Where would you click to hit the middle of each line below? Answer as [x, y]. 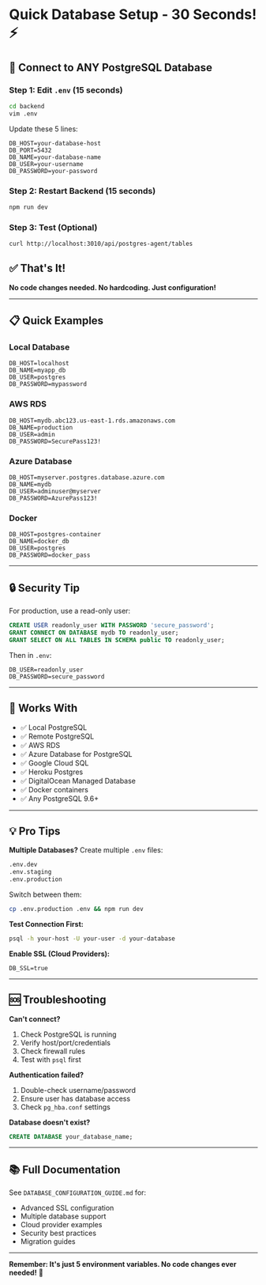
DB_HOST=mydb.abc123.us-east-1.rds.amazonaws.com [92, 421]
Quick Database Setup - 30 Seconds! [133, 15]
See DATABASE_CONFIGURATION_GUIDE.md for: [78, 1192]
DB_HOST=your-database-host [55, 143]
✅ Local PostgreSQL [54, 727]
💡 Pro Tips [35, 831]
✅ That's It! [37, 268]
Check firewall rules [53, 1051]
